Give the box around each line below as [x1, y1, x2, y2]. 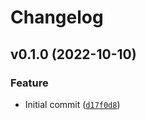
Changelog [10, 6, 104, 29]
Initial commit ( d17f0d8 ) [24, 98, 121, 110]
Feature [10, 76, 49, 90]
